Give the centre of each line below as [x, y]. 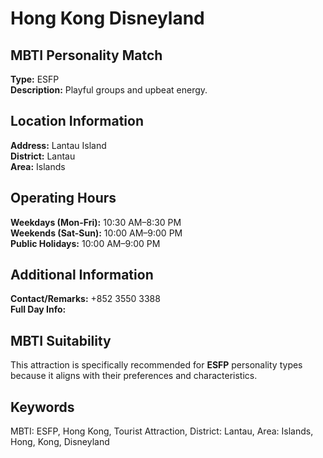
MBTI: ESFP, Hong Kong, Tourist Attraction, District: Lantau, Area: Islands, [162, 431]
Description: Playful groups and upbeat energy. [109, 90]
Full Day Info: [38, 309]
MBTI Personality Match [86, 55]
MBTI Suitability [61, 340]
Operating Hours [63, 198]
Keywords [42, 407]
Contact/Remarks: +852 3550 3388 [85, 299]
